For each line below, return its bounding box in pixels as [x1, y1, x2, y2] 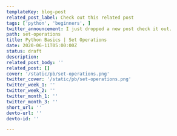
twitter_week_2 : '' [6, 88, 56, 94]
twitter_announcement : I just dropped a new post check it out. [6, 25, 172, 32]
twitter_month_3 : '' [6, 99, 59, 105]
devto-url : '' [6, 110, 42, 116]
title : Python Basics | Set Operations [6, 37, 107, 43]
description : [6, 54, 39, 60]
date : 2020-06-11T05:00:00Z [6, 43, 78, 49]
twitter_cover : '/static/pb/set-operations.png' [6, 76, 132, 82]
